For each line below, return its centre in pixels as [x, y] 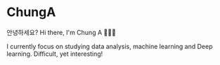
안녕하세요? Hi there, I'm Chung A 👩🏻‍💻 [62, 32]
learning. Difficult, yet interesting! [55, 54]
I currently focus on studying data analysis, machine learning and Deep [110, 46]
